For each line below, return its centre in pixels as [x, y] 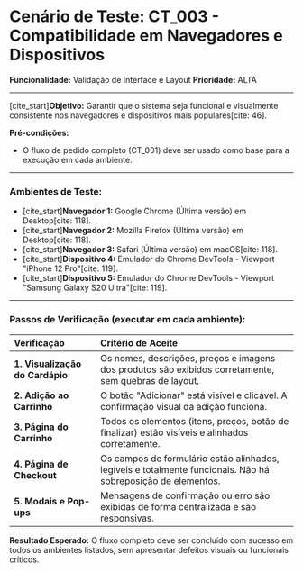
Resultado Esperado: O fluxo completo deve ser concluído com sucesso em [151, 540]
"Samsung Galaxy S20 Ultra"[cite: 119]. [95, 288]
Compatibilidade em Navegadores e [146, 36]
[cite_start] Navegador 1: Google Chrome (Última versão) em [134, 211]
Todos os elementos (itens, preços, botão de [195, 421]
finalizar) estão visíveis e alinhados [174, 432]
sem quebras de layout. [150, 380]
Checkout [35, 475]
